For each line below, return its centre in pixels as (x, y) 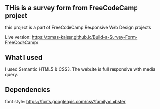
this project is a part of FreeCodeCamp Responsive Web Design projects (78, 27)
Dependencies (28, 90)
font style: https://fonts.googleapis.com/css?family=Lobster (65, 102)
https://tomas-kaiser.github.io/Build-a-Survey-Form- (85, 37)
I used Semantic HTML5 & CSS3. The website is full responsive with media (80, 69)
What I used (24, 57)
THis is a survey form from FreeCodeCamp (71, 8)
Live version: (18, 37)
